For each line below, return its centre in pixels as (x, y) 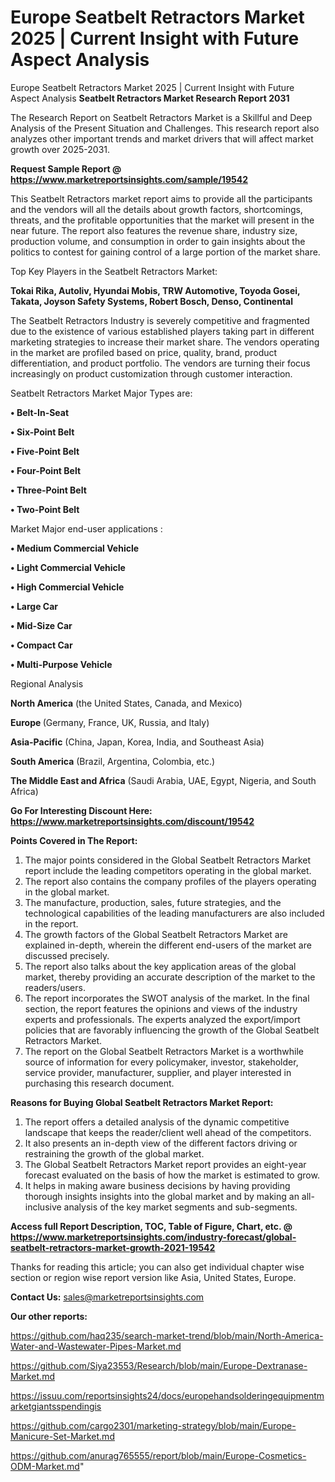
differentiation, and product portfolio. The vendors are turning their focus (160, 363)
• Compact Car (41, 645)
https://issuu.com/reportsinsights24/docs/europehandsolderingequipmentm (167, 1395)
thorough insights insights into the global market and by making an (162, 1196)
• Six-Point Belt (42, 432)
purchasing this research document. (99, 1083)
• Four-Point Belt (46, 470)
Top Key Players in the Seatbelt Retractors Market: (114, 271)
